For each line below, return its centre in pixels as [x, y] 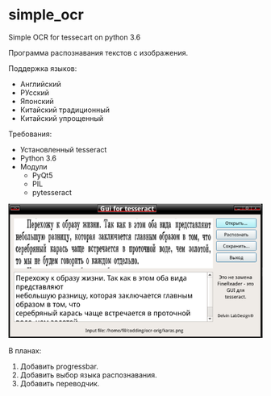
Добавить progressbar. [59, 366]
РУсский [35, 92]
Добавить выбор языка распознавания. [88, 375]
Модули [33, 166]
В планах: [25, 350]
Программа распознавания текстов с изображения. [98, 52]
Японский [37, 101]
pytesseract [52, 192]
